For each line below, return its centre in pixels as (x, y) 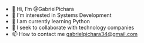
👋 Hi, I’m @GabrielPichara (43, 9)
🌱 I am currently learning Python (51, 21)
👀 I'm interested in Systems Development (61, 15)
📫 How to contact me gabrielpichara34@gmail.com (75, 34)
